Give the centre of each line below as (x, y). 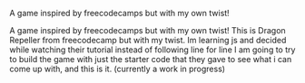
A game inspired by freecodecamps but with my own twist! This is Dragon (148, 30)
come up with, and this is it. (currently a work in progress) (117, 69)
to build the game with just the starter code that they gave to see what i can (151, 59)
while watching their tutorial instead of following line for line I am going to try (152, 50)
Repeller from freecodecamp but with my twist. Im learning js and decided (148, 40)
